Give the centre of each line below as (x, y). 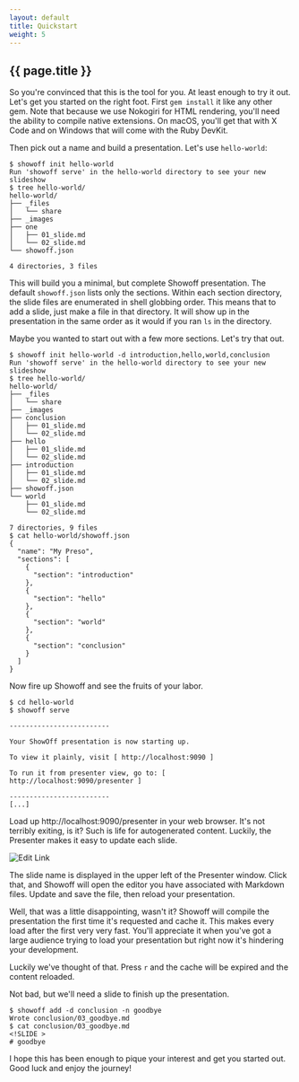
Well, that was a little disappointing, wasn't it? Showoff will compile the (140, 911)
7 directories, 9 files (54, 528)
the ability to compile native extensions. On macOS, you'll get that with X (143, 121)
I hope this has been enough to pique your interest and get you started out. (148, 1059)
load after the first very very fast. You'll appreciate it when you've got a (140, 931)
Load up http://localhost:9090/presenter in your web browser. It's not (137, 822)
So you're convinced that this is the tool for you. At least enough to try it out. (150, 92)
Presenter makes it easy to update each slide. (93, 840)
